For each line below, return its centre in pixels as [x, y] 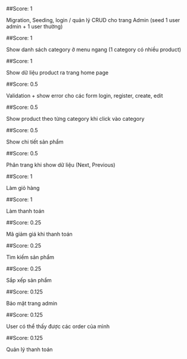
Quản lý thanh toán [29, 349]
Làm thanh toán [25, 211]
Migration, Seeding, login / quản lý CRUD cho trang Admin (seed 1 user [93, 20]
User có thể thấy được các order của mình [58, 326]
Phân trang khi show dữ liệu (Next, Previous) [61, 165]
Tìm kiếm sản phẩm [30, 257]
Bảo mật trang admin [32, 303]
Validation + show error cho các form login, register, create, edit [85, 96]
